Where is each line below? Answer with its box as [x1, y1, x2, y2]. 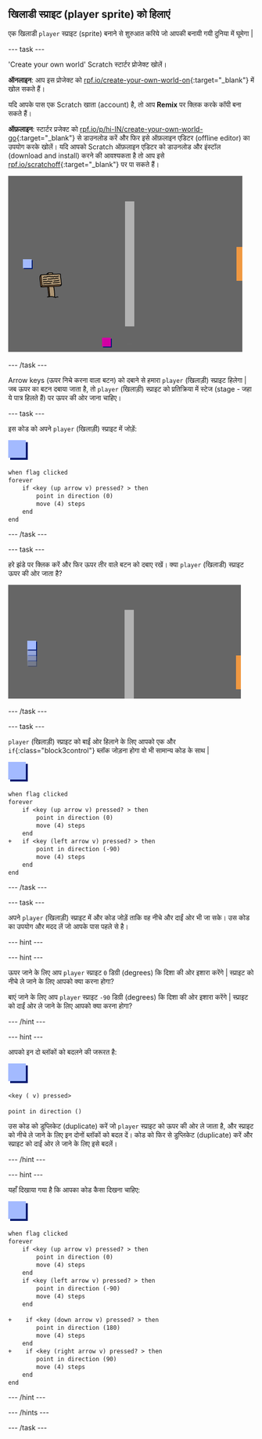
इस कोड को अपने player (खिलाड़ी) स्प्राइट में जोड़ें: [8, 424, 138, 433]
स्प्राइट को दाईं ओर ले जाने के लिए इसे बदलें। [8, 1138, 118, 1148]
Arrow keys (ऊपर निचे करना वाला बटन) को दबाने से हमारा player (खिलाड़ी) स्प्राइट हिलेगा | [8, 375, 247, 384]
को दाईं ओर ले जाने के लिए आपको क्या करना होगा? [8, 1001, 133, 1011]
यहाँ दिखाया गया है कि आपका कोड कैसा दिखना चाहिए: [8, 1185, 141, 1194]
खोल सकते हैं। [8, 84, 45, 93]
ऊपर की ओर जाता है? [8, 568, 63, 577]
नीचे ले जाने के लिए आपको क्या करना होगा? [8, 976, 115, 985]
